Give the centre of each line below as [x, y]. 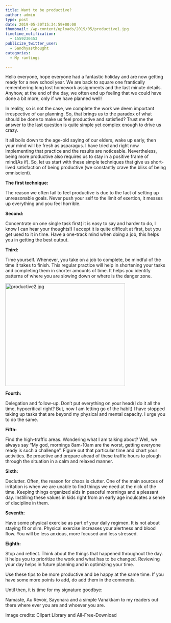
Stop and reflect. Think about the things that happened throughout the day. [84, 554]
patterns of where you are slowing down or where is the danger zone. [79, 276]
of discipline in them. [27, 503]
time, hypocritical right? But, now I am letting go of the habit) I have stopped [85, 409]
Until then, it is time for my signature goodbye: [54, 590]
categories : [18, 53]
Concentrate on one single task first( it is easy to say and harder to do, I [81, 224]
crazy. [12, 130]
